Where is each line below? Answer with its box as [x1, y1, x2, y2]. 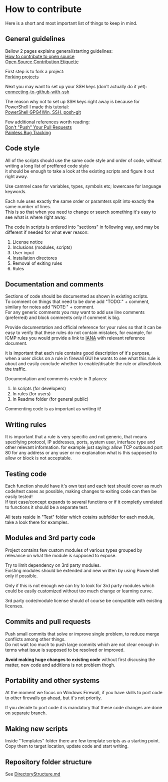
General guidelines [5, 35, 65, 43]
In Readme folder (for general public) [12, 396, 89, 402]
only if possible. [5, 573, 38, 579]
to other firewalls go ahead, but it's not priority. [5, 695, 102, 701]
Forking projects [5, 74, 39, 80]
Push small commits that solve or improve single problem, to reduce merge [5, 631, 159, 637]
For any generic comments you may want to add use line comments [5, 309, 145, 316]
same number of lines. [5, 203, 51, 209]
